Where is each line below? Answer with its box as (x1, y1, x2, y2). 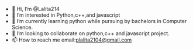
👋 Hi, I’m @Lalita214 (11, 6, 60, 12)
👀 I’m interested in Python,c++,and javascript (11, 12, 120, 18)
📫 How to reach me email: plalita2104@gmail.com (11, 36, 132, 43)
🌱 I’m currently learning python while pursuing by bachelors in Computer (11, 18, 187, 24)
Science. (11, 24, 33, 31)
